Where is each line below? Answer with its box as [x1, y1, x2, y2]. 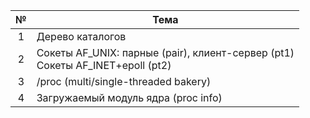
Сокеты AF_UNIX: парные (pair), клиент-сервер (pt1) [36, 46, 295, 59]
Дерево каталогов [36, 30, 127, 43]
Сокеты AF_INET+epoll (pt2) [36, 59, 172, 72]
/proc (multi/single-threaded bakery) [36, 75, 212, 88]
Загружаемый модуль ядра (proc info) [36, 91, 223, 104]
